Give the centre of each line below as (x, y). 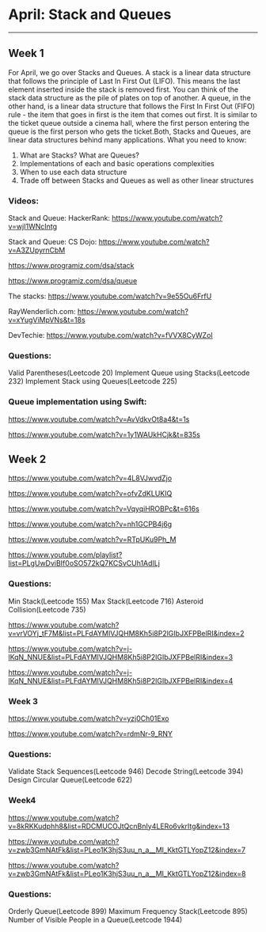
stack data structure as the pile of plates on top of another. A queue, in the (129, 97)
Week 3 (23, 701)
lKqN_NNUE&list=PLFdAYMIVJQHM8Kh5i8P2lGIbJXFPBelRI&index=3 (121, 657)
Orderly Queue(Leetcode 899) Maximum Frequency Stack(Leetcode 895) (128, 911)
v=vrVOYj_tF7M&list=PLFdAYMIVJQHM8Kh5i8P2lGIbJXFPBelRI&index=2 (126, 633)
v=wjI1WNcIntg (33, 226)
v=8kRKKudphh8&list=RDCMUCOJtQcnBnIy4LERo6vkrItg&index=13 (119, 826)
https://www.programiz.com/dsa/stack (71, 266)
